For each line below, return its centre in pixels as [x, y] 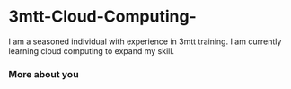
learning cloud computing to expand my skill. [92, 50]
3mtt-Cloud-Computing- [102, 17]
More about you [44, 74]
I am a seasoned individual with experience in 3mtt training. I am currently [145, 41]
